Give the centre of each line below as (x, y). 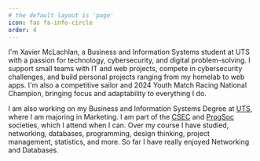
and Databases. (33, 150)
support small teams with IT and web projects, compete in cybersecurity (125, 69)
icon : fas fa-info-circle (50, 23)
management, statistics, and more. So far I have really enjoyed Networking (129, 142)
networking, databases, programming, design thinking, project (109, 134)
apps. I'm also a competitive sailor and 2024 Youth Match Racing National (128, 85)
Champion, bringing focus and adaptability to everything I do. (107, 94)
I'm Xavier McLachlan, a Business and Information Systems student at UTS (129, 52)
